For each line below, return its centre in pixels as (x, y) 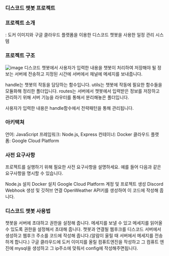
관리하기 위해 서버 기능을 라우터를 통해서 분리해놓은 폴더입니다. (67, 97)
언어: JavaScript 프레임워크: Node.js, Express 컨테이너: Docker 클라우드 (77, 134)
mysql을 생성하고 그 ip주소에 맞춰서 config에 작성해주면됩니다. (76, 248)
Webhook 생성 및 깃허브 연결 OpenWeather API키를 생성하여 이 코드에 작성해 (82, 190)
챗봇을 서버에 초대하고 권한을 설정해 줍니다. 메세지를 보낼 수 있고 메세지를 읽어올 (84, 223)
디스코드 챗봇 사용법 (28, 211)
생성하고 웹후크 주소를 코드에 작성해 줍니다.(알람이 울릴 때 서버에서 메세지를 (79, 236)
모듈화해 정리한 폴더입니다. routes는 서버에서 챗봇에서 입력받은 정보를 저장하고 (82, 91)
